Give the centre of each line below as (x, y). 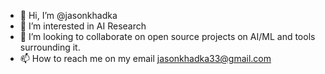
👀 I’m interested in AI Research (83, 26)
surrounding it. (50, 47)
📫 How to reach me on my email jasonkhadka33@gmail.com (145, 58)
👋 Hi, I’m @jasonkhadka (68, 15)
